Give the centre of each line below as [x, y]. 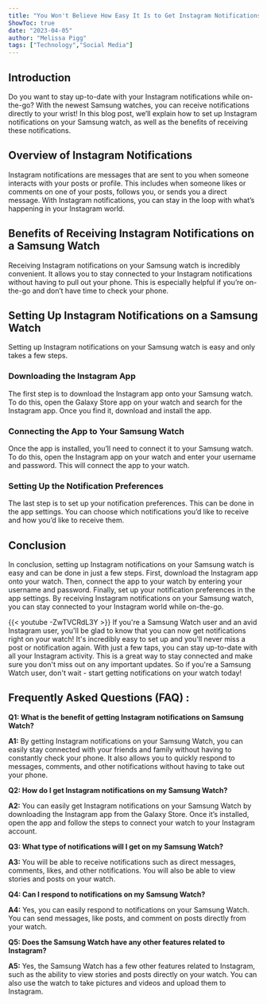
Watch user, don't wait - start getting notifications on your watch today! [125, 673]
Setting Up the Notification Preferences [86, 486]
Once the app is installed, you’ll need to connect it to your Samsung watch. [131, 448]
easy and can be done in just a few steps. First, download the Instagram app [133, 573]
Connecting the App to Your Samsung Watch [96, 431]
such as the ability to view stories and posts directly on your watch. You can [133, 974]
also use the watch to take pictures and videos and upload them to [117, 983]
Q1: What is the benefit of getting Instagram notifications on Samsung [126, 717]
